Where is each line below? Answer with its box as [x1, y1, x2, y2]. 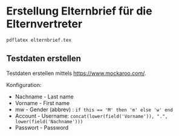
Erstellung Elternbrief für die [6, 4, 152, 18]
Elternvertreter [6, 17, 83, 31]
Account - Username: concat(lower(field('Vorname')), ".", [15, 112, 168, 119]
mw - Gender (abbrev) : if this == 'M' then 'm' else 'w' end [15, 106, 174, 113]
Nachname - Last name [15, 92, 74, 100]
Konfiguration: [6, 81, 42, 88]
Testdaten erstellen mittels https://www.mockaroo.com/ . [6, 70, 146, 77]
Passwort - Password [15, 124, 69, 131]
